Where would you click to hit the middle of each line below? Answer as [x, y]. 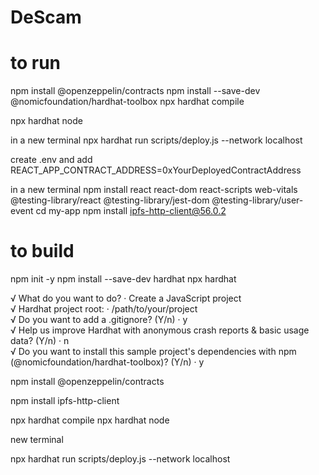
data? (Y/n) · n [40, 341]
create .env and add [51, 160]
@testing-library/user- [257, 200]
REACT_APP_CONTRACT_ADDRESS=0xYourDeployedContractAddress [156, 170]
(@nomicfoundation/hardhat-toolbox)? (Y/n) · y [107, 362]
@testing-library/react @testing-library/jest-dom [110, 200]
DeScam [46, 17]
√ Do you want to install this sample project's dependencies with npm [153, 352]
